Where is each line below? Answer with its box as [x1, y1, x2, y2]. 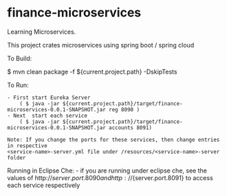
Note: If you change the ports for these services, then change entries [7, 136, 220, 143]
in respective [7, 142, 48, 149]
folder [7, 154, 26, 161]
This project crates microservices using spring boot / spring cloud [7, 41, 195, 49]
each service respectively [7, 181, 80, 189]
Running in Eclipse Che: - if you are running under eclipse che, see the [7, 166, 208, 175]
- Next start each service [7, 112, 88, 119]
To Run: [7, 80, 29, 89]
